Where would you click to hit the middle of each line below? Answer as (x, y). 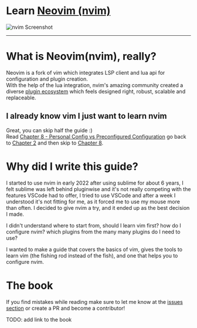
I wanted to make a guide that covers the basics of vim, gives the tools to (94, 249)
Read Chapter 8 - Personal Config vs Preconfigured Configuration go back (96, 136)
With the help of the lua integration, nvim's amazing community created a (95, 85)
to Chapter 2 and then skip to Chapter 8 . (55, 143)
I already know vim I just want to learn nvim (86, 116)
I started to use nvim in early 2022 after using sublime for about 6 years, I (95, 183)
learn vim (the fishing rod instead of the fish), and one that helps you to (92, 255)
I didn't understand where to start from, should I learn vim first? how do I (94, 225)
